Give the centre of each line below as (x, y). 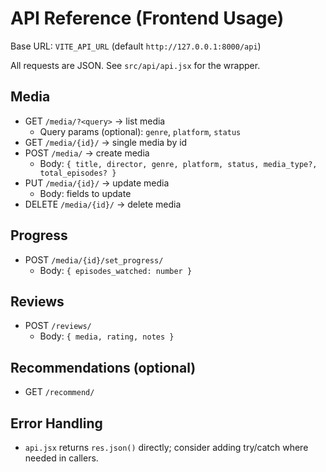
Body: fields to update (85, 193)
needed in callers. (61, 458)
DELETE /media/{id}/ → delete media (103, 204)
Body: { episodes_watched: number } (116, 270)
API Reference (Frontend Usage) (147, 18)
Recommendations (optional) (103, 367)
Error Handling (56, 423)
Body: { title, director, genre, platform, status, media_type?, (178, 163)
